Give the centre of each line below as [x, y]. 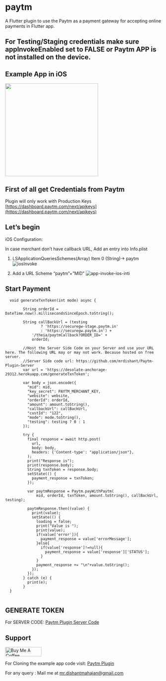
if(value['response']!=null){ [72, 547]
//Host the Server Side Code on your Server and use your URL [88, 348]
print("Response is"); [51, 461]
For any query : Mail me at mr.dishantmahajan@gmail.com [64, 673]
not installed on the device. [48, 57]
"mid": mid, [39, 387]
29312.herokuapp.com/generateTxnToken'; [48, 374]
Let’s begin [23, 227]
